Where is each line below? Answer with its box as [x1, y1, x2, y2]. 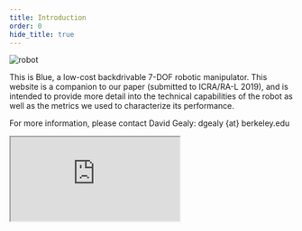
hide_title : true [9, 30, 75, 39]
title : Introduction [9, 13, 87, 22]
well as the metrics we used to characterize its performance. [9, 101, 234, 111]
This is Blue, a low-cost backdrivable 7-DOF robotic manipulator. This [9, 72, 268, 83]
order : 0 [9, 22, 42, 31]
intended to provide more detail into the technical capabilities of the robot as [9, 91, 293, 102]
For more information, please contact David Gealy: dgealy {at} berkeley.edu [9, 118, 290, 129]
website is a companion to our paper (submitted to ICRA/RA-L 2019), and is [9, 82, 288, 93]
